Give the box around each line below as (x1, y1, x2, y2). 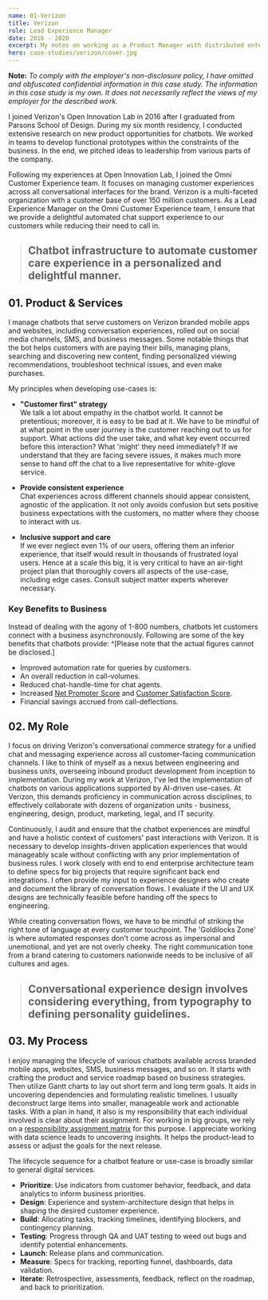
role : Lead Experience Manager (8, 26, 112, 34)
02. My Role (8, 719, 69, 733)
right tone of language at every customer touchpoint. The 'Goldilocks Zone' (8, 925, 257, 934)
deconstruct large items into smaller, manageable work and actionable (8, 1098, 239, 1108)
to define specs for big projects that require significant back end (8, 867, 220, 877)
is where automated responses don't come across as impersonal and (8, 934, 235, 943)
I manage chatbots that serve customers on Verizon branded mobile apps (8, 318, 250, 327)
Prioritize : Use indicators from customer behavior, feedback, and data (19, 1180, 251, 1190)
